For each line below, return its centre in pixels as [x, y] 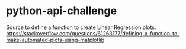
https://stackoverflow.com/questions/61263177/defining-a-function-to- [93, 33]
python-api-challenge [62, 11]
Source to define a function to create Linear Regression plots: [81, 27]
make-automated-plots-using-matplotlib [55, 40]
